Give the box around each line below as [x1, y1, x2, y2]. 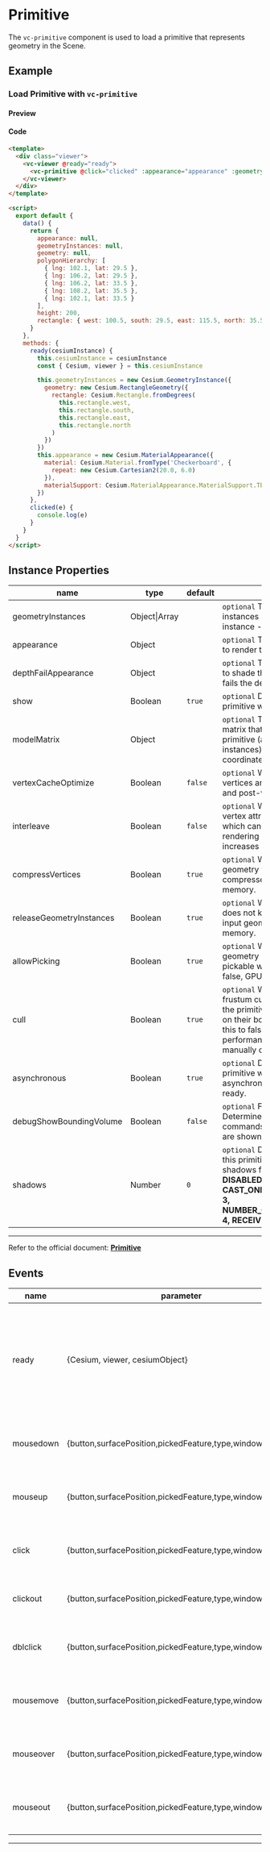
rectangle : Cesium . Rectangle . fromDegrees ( [51, 391, 196, 400]
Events [8, 1266, 44, 1280]
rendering [222, 830, 260, 842]
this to [222, 1024, 247, 1035]
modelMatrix [12, 734, 60, 745]
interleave [12, 821, 51, 832]
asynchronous [12, 1072, 67, 1084]
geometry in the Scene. [8, 40, 86, 50]
